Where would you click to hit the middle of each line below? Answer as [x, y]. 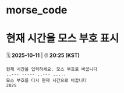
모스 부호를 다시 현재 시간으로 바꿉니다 [47, 81]
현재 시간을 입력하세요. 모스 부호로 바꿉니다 [52, 69]
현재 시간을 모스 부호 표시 [63, 39]
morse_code [37, 10]
